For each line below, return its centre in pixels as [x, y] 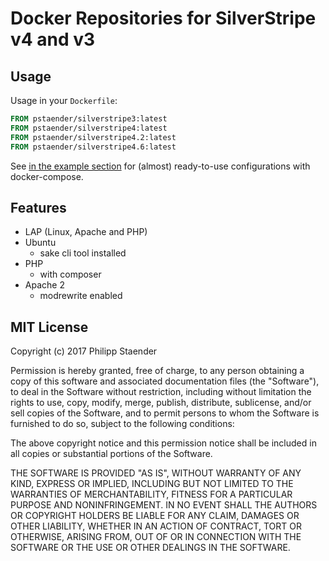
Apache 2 [44, 285]
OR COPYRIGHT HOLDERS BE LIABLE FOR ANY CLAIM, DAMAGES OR [155, 516]
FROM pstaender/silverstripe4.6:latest [93, 147]
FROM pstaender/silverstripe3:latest [89, 119]
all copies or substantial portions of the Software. [111, 454]
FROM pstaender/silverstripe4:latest [89, 128]
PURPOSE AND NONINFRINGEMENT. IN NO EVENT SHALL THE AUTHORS [164, 505]
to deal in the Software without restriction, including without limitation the [161, 392]
